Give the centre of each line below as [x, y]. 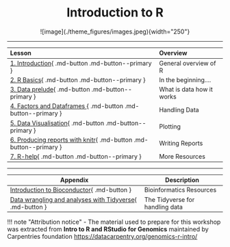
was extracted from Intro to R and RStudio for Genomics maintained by [108, 229]
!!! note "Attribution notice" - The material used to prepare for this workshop [114, 222]
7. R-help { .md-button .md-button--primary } [76, 157]
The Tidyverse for [169, 199]
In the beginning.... [185, 79]
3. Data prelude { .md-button [50, 90]
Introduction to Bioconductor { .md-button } [71, 190]
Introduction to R [115, 13]
